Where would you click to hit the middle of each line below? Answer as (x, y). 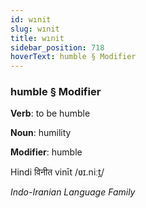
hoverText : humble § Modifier (73, 57)
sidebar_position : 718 (57, 47)
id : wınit (31, 19)
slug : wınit (35, 29)
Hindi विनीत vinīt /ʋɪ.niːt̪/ (57, 172)
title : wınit (37, 38)
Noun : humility (41, 133)
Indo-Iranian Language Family (73, 192)
